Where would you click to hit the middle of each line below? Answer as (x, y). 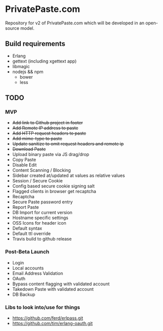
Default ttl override (31, 234)
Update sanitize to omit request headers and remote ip (68, 144)
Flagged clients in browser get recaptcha (54, 191)
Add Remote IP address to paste (45, 128)
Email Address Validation (38, 273)
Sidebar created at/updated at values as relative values (69, 175)
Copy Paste (24, 160)
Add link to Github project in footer (48, 123)
